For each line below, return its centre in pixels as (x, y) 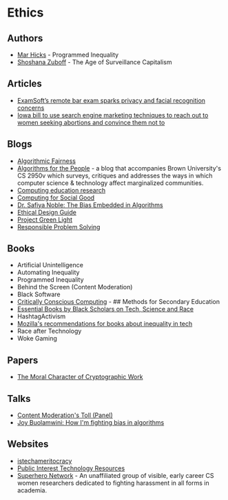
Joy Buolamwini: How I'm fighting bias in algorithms (91, 423)
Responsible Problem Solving (59, 227)
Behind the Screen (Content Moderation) (75, 287)
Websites (28, 444)
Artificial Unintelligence (50, 265)
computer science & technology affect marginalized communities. (110, 183)
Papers (23, 360)
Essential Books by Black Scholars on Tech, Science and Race (105, 309)
